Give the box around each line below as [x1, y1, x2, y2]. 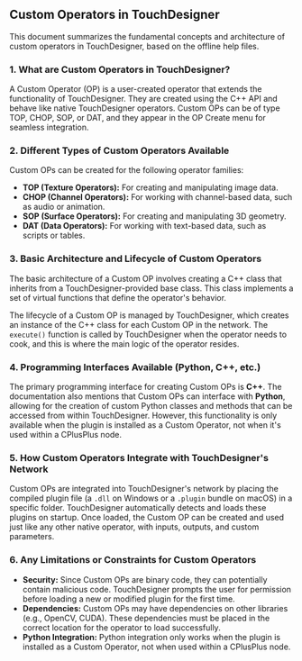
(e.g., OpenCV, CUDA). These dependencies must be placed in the [22, 612, 270, 623]
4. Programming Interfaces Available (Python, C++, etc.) [9, 360, 261, 373]
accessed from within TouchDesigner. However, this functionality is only [9, 410, 278, 421]
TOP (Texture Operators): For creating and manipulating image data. [22, 182, 279, 193]
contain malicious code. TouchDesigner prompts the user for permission [22, 584, 291, 594]
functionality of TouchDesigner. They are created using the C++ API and [9, 94, 278, 104]
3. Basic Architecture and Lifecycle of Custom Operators [9, 252, 262, 265]
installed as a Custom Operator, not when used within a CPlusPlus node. [22, 641, 291, 652]
